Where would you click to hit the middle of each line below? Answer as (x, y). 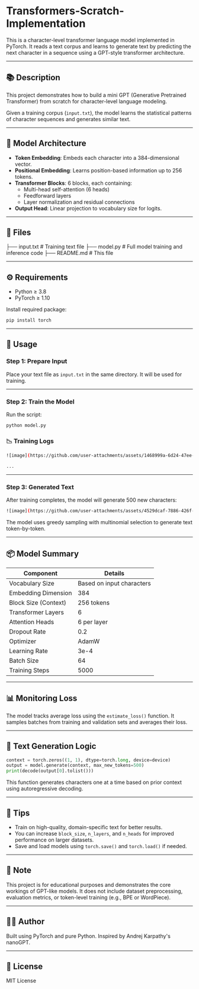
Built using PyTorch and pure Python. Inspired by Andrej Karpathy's (88, 936)
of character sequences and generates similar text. (68, 119)
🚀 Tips (18, 813)
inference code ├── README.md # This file (60, 253)
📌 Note (19, 870)
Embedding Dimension (41, 593)
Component (41, 573)
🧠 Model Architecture (46, 144)
